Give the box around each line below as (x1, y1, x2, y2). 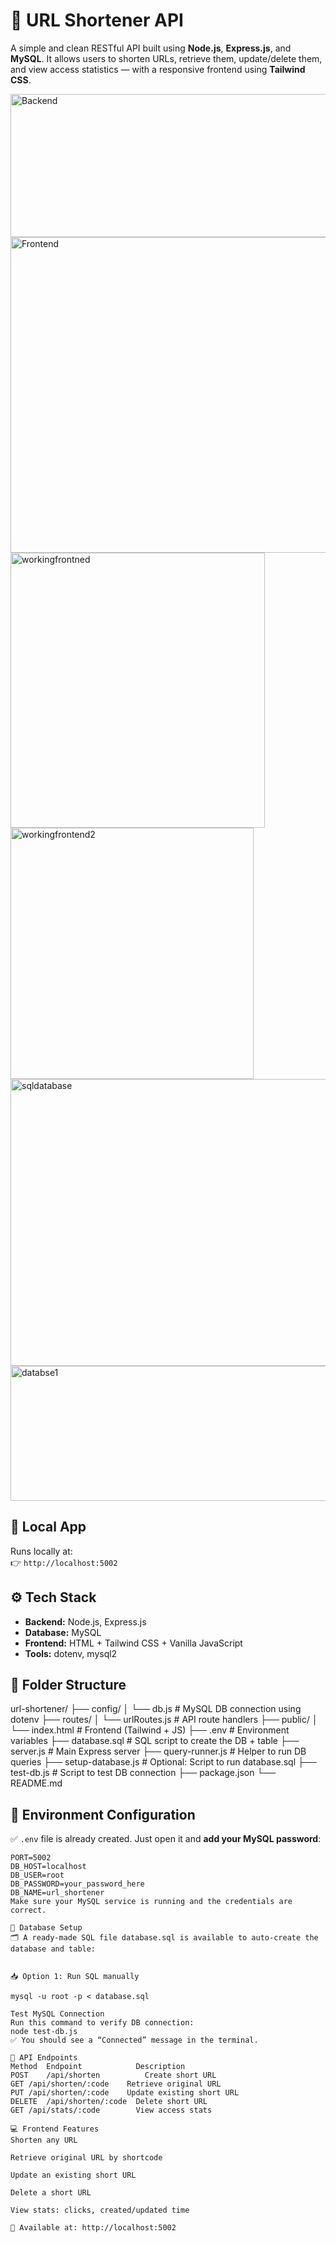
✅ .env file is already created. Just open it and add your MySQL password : (10, 1833, 322, 1845)
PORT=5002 (10, 1853, 52, 1863)
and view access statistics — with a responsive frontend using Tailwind (10, 63, 306, 75)
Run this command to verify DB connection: (10, 2018, 195, 2028)
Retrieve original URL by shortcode (10, 2153, 163, 2163)
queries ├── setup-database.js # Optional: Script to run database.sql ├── (10, 1756, 317, 1768)
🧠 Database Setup (10, 1923, 83, 1933)
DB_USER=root (10, 1870, 65, 1881)
